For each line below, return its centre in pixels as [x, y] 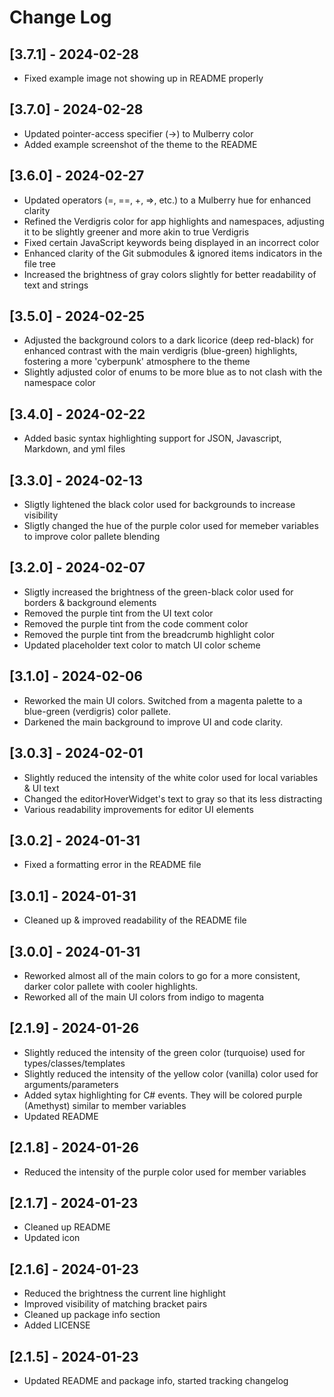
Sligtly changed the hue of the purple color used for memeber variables [171, 526]
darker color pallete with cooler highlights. [111, 986]
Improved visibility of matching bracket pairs [115, 1304]
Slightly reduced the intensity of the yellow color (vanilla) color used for [171, 1073]
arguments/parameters [71, 1084]
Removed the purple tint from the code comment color [136, 623]
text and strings [56, 285]
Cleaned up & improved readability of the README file [135, 920]
